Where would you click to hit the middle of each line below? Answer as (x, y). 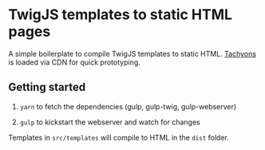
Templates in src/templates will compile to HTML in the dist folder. (119, 137)
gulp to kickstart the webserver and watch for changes (110, 122)
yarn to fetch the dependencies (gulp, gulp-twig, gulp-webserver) (128, 106)
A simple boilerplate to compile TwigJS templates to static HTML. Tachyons (132, 53)
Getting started (47, 87)
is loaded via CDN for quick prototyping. (75, 62)
